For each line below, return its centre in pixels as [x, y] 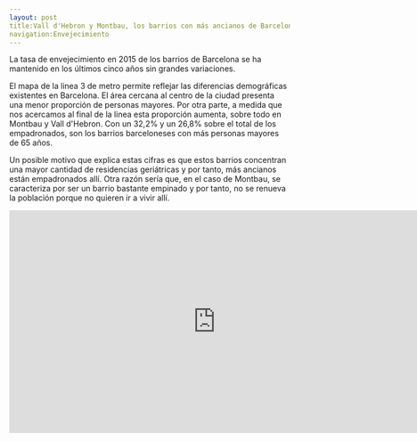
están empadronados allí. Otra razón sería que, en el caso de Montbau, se [145, 179]
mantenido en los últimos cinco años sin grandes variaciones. [123, 69]
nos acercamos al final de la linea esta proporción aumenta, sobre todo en [146, 114]
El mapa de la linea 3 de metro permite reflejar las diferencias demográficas [148, 86]
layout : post [33, 17]
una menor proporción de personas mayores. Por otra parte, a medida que [146, 105]
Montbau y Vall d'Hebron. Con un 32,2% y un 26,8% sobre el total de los [143, 124]
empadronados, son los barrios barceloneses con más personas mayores [144, 134]
